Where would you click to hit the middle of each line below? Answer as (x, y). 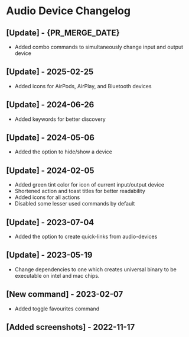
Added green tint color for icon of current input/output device (89, 185)
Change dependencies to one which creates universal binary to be (96, 269)
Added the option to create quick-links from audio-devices (86, 237)
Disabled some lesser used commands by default (75, 204)
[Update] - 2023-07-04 (50, 222)
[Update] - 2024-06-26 (50, 105)
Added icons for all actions (47, 197)
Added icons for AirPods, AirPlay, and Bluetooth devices (83, 86)
